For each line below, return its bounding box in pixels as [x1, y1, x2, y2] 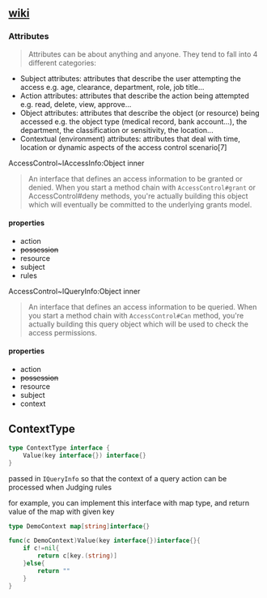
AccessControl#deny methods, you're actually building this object [28, 190, 248, 201]
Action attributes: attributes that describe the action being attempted [19, 91, 249, 100]
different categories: [28, 58, 97, 67]
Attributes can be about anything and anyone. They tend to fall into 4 [28, 49, 258, 59]
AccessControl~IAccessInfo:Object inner [8, 158, 145, 168]
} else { [23, 559, 45, 568]
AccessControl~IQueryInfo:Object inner [8, 286, 141, 296]
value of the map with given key [8, 506, 115, 516]
